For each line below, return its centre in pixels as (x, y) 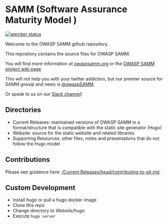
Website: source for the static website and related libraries (73, 133)
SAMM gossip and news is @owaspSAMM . (50, 84)
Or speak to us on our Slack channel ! (44, 94)
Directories (23, 110)
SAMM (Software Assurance (66, 9)
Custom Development (40, 188)
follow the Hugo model (36, 143)
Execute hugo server (34, 216)
